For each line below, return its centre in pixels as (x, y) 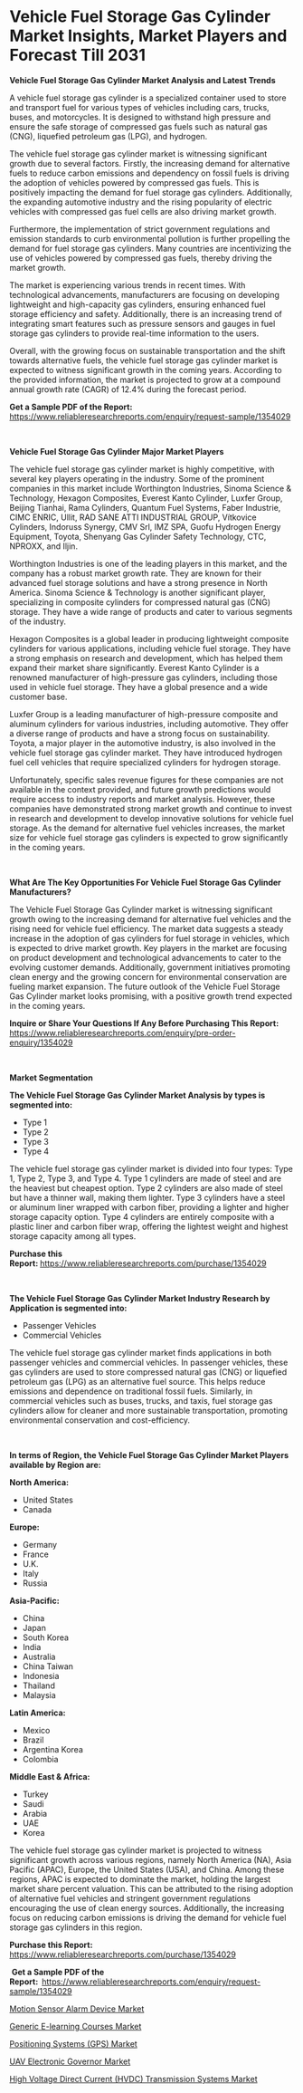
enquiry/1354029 (42, 1042)
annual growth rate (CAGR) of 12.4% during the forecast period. (128, 389)
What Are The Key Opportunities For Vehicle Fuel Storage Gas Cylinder (146, 882)
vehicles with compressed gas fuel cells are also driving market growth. (143, 211)
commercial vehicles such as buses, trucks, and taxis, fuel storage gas (141, 1400)
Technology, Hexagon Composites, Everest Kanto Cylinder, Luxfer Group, (146, 498)
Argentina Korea (52, 1749)
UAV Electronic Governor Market (70, 2061)
